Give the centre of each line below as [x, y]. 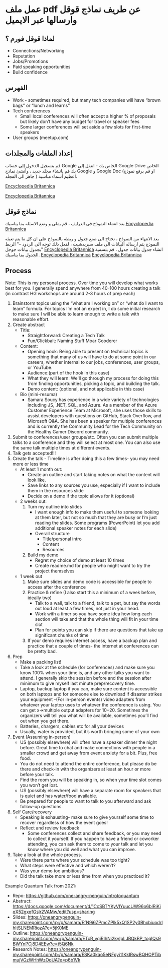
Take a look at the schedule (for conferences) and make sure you [87, 667]
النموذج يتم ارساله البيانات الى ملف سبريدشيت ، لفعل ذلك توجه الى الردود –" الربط [82, 244]
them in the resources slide [55, 491]
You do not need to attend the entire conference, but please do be [88, 764]
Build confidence [30, 72]
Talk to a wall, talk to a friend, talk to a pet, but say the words [98, 603]
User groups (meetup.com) [41, 138]
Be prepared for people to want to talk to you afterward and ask [86, 801]
